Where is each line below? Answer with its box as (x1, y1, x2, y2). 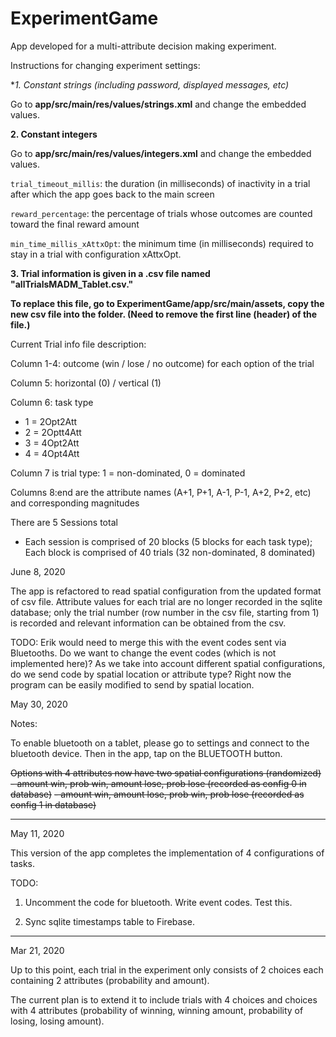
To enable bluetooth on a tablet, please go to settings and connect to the (10, 737, 310, 749)
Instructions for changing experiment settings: (10, 59, 201, 71)
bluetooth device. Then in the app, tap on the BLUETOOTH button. (10, 747, 283, 759)
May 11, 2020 (10, 827, 65, 839)
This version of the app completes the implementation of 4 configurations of (10, 847, 325, 859)
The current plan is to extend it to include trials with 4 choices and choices (10, 993, 318, 1006)
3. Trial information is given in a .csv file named (10, 267, 211, 279)
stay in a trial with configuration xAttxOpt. (10, 248, 182, 260)
